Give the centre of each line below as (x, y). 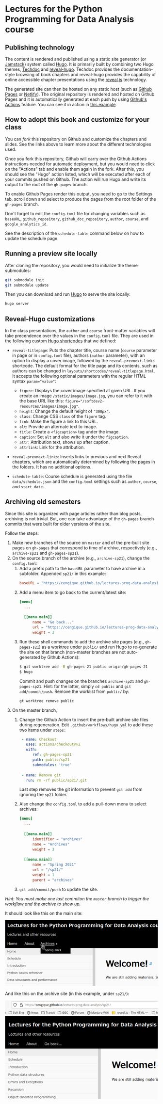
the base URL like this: (41, 401)
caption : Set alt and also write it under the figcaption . (74, 437)
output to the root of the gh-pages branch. (47, 184)
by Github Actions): (60, 657)
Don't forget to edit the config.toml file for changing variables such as (75, 213)
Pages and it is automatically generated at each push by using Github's (76, 99)
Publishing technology (40, 47)
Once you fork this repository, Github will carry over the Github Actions (76, 159)
